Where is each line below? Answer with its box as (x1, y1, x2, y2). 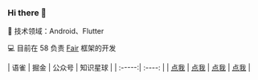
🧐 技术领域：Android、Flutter (7, 26, 104, 36)
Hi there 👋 (7, 7, 47, 18)
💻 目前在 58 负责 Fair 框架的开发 (7, 43, 117, 53)
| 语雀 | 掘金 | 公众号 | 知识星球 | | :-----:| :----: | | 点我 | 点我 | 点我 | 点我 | (7, 63, 251, 73)
